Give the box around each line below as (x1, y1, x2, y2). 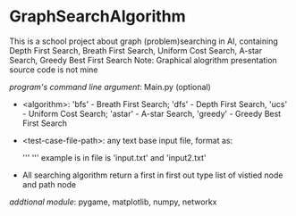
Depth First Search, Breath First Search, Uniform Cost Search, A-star (9, 45, 262, 55)
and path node (21, 179, 77, 189)
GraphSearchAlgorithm (9, 6, 186, 27)
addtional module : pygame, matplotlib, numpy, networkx (9, 196, 217, 207)
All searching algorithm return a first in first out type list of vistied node (21, 170, 283, 180)
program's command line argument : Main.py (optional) (9, 81, 212, 92)
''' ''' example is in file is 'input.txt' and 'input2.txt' (21, 152, 207, 162)
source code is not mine (9, 64, 98, 75)
